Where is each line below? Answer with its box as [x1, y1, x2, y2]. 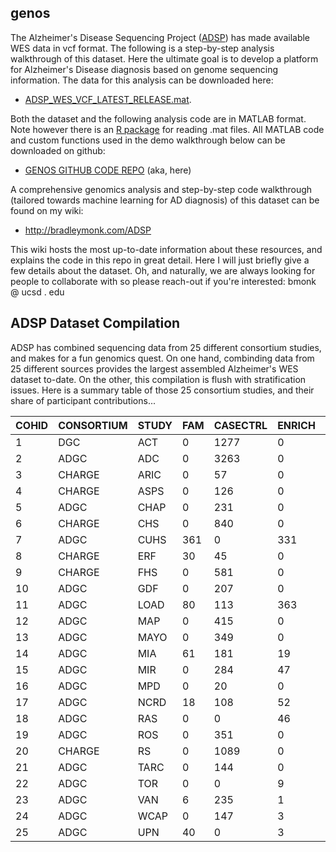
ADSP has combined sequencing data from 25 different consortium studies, [10, 341, 322, 353]
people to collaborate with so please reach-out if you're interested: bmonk [10, 275, 317, 287]
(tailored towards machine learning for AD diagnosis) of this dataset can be [10, 194, 320, 206]
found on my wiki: [10, 204, 84, 216]
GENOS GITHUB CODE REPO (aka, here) [24, 164, 192, 176]
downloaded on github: [10, 144, 106, 156]
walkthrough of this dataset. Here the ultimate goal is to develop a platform [10, 52, 319, 65]
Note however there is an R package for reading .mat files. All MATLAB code [10, 123, 325, 135]
